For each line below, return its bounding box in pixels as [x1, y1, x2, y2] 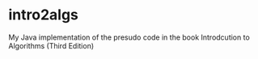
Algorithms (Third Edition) [8, 40, 95, 50]
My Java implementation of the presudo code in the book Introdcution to [8, 32, 251, 42]
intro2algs [8, 6, 79, 24]
